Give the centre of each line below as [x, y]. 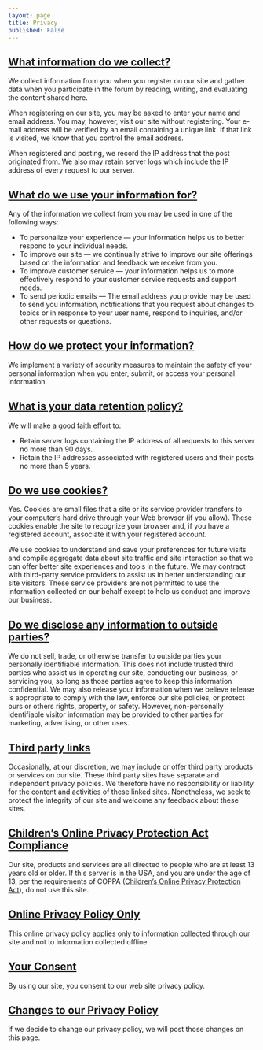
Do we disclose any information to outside [113, 624]
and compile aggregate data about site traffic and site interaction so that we [131, 558]
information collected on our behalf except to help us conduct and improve [129, 592]
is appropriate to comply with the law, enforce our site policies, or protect [126, 698]
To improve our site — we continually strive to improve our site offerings [136, 254]
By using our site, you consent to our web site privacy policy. [107, 985]
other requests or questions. [65, 321]
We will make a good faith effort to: [65, 425]
